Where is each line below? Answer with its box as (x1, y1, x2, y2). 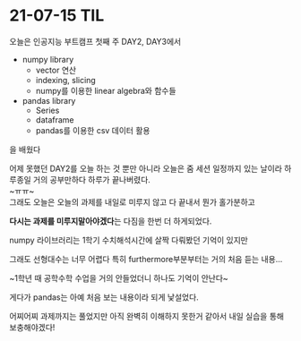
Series (35, 105, 60, 115)
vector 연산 (35, 64, 77, 75)
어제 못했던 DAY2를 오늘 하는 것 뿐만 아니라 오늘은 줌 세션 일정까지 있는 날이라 (9, 163, 282, 174)
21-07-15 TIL (9, 5, 105, 26)
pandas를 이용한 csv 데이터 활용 (35, 124, 150, 135)
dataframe (35, 114, 74, 125)
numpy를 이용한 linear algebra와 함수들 (35, 85, 176, 96)
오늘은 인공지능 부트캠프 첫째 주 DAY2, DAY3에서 (9, 36, 182, 47)
